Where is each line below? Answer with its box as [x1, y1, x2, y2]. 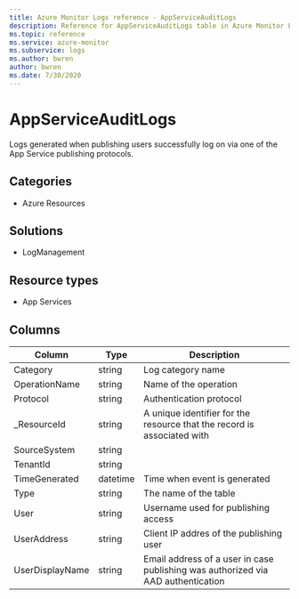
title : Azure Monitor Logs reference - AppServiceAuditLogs [9, 12, 238, 22]
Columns [9, 322, 61, 337]
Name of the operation [143, 377, 238, 390]
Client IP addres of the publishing [143, 527, 283, 539]
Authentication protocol [143, 393, 242, 405]
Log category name [143, 363, 225, 376]
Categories [9, 174, 73, 190]
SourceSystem [13, 443, 76, 456]
